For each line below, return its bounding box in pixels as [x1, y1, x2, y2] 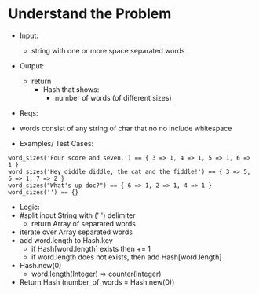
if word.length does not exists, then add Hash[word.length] [31, 252, 222, 262]
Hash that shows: [42, 84, 100, 94]
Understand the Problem [8, 5, 172, 23]
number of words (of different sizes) [54, 93, 172, 102]
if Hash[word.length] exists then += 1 [31, 244, 151, 253]
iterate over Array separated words [19, 227, 133, 237]
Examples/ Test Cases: [19, 138, 94, 148]
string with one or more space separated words [31, 46, 185, 55]
